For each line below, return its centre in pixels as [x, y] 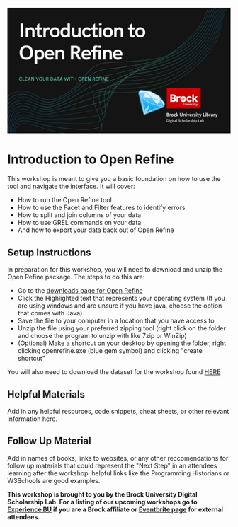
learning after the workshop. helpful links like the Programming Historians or [119, 473]
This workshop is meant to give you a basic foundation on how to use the [114, 179]
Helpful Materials [46, 394]
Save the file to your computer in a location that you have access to [116, 321]
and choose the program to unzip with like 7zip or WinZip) [102, 336]
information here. [33, 419]
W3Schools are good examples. [54, 480]
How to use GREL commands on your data [79, 223]
